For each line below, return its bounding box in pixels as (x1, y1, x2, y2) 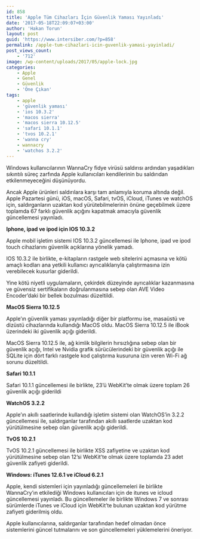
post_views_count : (6, 48, 52, 54)
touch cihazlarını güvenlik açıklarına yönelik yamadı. (6, 243, 134, 250)
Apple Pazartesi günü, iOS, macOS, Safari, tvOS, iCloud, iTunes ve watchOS (6, 195, 193, 202)
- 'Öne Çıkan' (17, 87, 52, 93)
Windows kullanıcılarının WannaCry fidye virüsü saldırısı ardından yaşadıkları (6, 164, 195, 171)
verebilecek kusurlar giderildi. (6, 267, 79, 275)
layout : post (6, 31, 39, 37)
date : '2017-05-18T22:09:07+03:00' (6, 20, 95, 26)
